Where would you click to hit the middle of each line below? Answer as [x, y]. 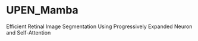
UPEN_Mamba [42, 10]
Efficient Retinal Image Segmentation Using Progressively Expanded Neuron [99, 26]
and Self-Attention [29, 32]
